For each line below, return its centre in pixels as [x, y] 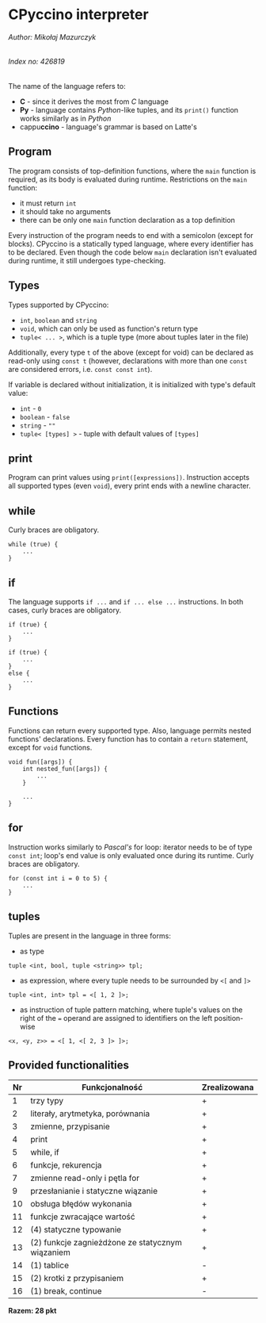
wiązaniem [51, 1252]
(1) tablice [50, 1265]
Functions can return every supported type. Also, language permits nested [130, 731]
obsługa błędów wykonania [81, 1204]
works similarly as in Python [65, 118]
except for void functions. [50, 747]
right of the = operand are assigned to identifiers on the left [116, 1018]
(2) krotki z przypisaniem [77, 1279]
